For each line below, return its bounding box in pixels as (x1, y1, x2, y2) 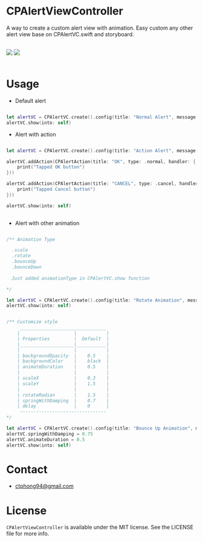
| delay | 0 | (17, 403, 110, 409)
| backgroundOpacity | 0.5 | (17, 352, 110, 359)
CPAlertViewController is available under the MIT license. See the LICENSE (6, 524, 194, 531)
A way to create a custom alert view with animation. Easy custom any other (6, 24, 193, 31)
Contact (6, 462, 48, 476)
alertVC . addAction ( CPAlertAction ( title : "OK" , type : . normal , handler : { (6, 158, 196, 164)
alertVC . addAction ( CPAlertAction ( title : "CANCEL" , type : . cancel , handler (6, 181, 199, 187)
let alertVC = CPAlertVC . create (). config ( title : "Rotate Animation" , (6, 297, 185, 303)
